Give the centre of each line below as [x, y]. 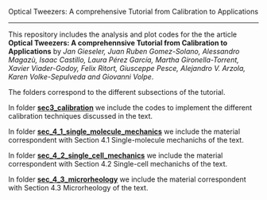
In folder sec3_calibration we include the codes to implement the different [130, 108]
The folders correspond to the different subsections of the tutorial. [117, 92]
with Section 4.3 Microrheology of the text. [78, 188]
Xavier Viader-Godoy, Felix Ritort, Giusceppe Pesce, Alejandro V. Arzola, [127, 68]
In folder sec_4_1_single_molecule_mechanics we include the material [124, 131]
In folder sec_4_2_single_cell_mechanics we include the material [116, 155]
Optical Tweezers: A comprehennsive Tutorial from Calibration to [118, 43]
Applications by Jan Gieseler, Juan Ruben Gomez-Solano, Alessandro [124, 51]
